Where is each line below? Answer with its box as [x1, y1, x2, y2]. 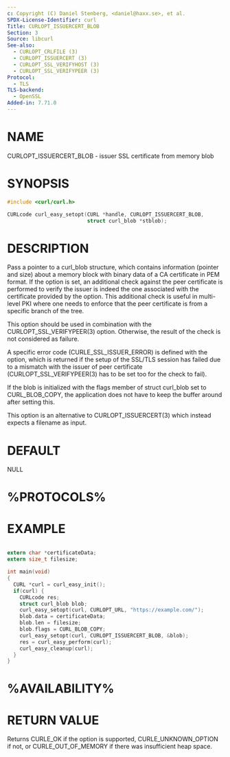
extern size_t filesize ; [7, 556, 78, 563]
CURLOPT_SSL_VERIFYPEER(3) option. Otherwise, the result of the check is [7, 328, 221, 336]
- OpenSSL [13, 93, 41, 100]
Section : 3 [7, 29, 38, 36]
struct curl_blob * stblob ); [87, 217, 168, 224]
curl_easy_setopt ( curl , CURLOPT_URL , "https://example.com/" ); [19, 607, 205, 613]
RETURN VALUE [7, 712, 100, 728]
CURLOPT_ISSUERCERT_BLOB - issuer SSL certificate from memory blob [7, 152, 214, 160]
